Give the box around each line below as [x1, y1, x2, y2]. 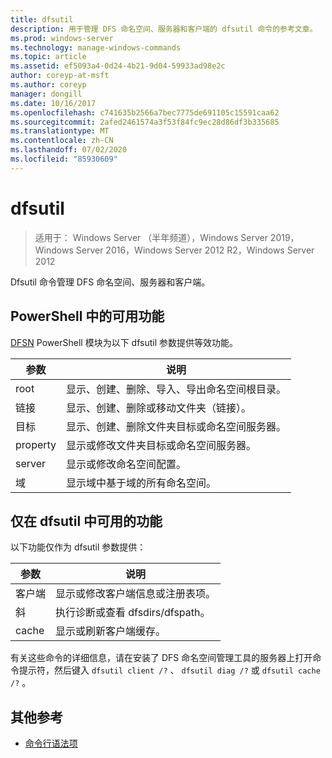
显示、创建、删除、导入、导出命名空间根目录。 [66, 382, 287, 396]
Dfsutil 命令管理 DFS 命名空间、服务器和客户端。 [10, 276, 211, 288]
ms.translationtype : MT [10, 126, 110, 136]
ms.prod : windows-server [10, 33, 114, 43]
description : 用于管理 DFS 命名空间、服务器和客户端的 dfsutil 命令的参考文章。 [10, 24, 318, 34]
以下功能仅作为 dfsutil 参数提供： [10, 541, 147, 553]
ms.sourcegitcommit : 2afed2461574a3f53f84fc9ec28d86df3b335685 [10, 117, 280, 127]
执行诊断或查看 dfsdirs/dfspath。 [55, 606, 211, 620]
